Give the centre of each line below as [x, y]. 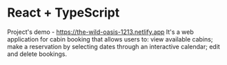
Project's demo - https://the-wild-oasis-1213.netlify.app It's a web [101, 32]
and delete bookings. [37, 54]
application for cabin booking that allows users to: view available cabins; [110, 39]
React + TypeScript [63, 13]
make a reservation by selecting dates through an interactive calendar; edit [114, 46]
